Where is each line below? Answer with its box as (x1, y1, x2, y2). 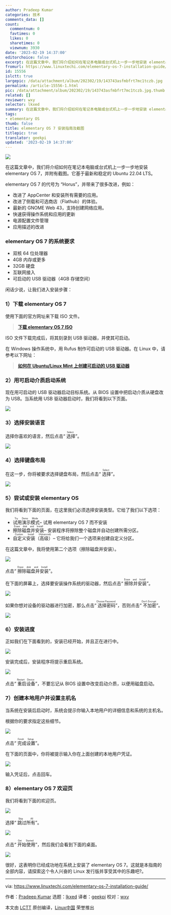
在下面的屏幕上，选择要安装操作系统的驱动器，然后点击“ (5, 580, 124, 586)
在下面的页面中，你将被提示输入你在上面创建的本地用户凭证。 (5, 751, 135, 757)
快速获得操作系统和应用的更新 (12, 211, 75, 217)
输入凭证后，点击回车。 (5, 771, 54, 777)
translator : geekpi (5, 135, 47, 140)
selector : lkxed (5, 102, 40, 107)
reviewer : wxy (5, 97, 36, 102)
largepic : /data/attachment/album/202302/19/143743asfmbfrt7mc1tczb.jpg (5, 78, 163, 83)
